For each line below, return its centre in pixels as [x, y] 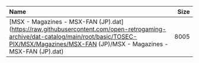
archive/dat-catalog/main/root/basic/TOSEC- [73, 37]
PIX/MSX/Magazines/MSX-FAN [53, 44]
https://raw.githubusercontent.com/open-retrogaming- [89, 29]
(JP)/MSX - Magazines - [134, 44]
